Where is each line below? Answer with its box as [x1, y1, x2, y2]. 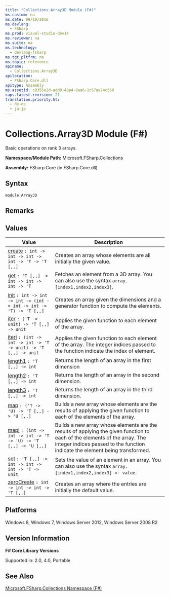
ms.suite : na [5, 41, 33, 46]
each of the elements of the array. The [55, 434, 146, 441]
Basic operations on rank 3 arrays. [5, 145, 77, 151]
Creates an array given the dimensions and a [55, 296, 161, 303]
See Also [5, 572, 34, 580]
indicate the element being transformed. [55, 446, 150, 454]
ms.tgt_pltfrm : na [5, 54, 44, 60]
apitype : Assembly [5, 83, 44, 88]
